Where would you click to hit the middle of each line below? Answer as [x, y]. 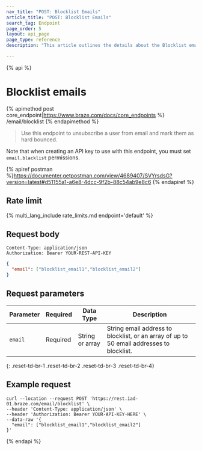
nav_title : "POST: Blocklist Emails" [54, 12]
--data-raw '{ [24, 419]
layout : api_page [28, 34]
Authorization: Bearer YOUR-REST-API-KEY [59, 253]
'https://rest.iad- [114, 398]
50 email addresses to [138, 343]
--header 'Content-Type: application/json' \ [64, 409]
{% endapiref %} [173, 182]
